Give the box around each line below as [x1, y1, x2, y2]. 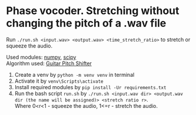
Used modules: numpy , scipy [6, 53, 77, 60]
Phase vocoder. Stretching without [6, 4, 180, 18]
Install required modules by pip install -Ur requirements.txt [14, 83, 167, 90]
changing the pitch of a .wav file [6, 16, 167, 30]
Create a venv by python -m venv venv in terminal [14, 71, 135, 78]
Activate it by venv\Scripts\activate [14, 77, 104, 84]
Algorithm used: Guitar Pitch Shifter [6, 60, 92, 67]
